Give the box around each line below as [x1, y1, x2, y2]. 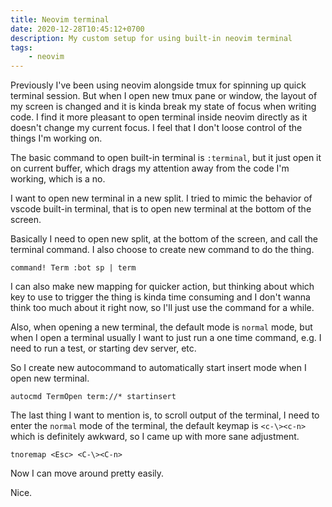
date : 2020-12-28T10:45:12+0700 [10, 24, 145, 34]
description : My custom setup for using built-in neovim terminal [10, 33, 293, 43]
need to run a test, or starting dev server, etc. [10, 342, 197, 355]
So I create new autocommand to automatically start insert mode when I [10, 362, 307, 374]
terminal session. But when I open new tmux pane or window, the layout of [10, 90, 318, 102]
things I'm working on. [10, 132, 103, 145]
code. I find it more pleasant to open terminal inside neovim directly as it [10, 111, 308, 123]
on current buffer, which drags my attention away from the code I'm [10, 162, 290, 175]
